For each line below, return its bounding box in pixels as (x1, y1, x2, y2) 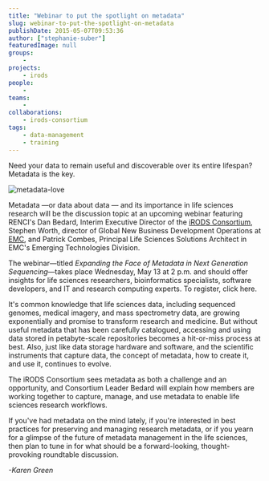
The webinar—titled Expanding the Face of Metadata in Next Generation (8, 258, 249, 268)
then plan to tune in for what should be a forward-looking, (8, 441, 200, 451)
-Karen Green (8, 465, 54, 475)
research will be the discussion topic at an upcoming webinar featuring (8, 208, 243, 218)
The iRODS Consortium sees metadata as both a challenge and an (8, 374, 227, 384)
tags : (8, 123, 26, 131)
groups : (8, 49, 35, 57)
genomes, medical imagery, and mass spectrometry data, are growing (8, 308, 241, 317)
